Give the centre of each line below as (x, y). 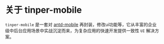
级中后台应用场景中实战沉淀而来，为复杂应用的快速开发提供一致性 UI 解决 (80, 30)
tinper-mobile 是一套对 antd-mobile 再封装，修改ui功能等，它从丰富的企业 (81, 24)
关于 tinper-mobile (43, 10)
